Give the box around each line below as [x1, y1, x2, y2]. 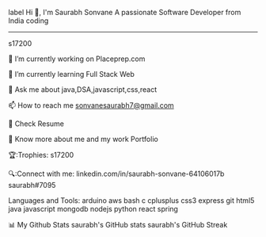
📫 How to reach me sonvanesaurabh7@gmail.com [8, 101, 174, 110]
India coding [8, 16, 49, 25]
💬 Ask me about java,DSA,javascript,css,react [8, 85, 157, 94]
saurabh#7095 [8, 181, 56, 189]
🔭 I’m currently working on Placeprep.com [8, 54, 146, 63]
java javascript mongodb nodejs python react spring [8, 205, 178, 213]
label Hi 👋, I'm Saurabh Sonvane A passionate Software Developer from [8, 8, 241, 17]
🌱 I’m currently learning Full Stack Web [8, 70, 135, 78]
